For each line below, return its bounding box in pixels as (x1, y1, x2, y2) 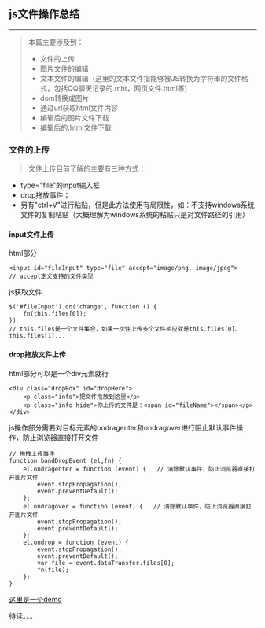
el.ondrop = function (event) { (23, 538, 129, 546)
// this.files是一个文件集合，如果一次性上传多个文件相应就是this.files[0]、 (9, 325, 241, 333)
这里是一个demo (9, 594, 62, 604)
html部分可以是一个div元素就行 (9, 368, 109, 378)
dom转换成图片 (39, 93, 90, 102)
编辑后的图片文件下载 (39, 113, 109, 122)
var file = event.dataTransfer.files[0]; (37, 559, 175, 567)
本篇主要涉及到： (28, 37, 84, 46)
